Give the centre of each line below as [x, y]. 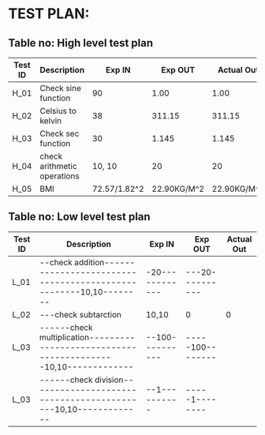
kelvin [50, 121]
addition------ [105, 262]
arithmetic [58, 166]
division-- [114, 380]
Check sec [59, 133]
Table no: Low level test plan [80, 217]
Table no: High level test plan [81, 43]
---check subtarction [80, 314]
